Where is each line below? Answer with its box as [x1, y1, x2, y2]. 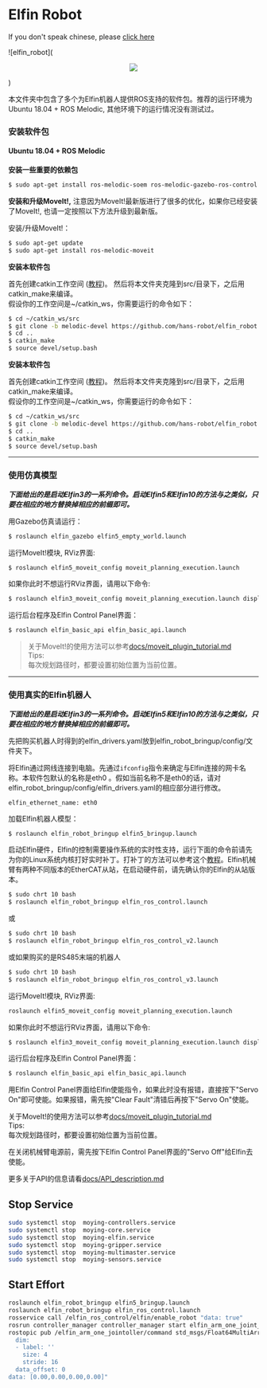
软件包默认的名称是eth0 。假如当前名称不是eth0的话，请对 [29, 773, 221, 782]
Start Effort [8, 1277, 65, 1292]
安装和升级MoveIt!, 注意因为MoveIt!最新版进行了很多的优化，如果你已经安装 [8, 196, 258, 206]
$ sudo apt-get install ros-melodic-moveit [8, 246, 155, 254]
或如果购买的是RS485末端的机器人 [8, 952, 122, 962]
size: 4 [22, 1351, 48, 1359]
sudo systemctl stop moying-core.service [8, 1225, 151, 1234]
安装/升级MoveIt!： [8, 223, 71, 233]
